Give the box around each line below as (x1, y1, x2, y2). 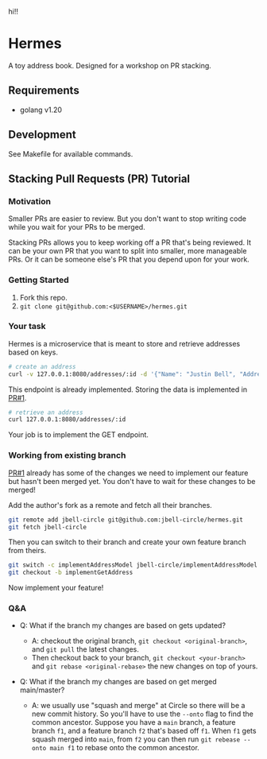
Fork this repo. (19, 292, 68, 302)
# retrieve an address (8, 409, 83, 416)
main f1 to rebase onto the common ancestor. (49, 743, 200, 753)
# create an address (8, 362, 77, 370)
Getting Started (8, 274, 69, 285)
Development (8, 128, 77, 141)
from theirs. (8, 546, 46, 556)
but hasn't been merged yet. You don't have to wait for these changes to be (8, 476, 256, 486)
